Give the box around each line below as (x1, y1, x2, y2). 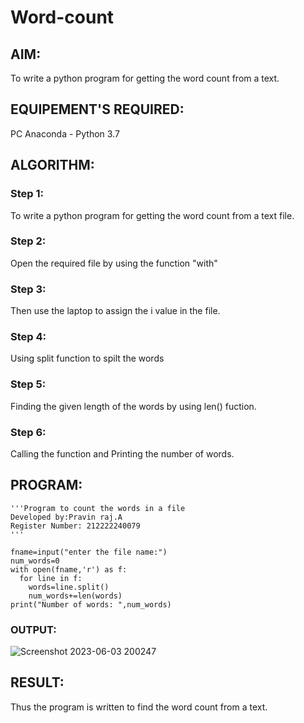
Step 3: (10, 282, 47, 296)
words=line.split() (28, 582, 110, 592)
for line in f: (19, 573, 83, 583)
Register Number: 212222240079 (10, 521, 141, 531)
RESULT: (10, 674, 65, 691)
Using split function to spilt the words (10, 352, 165, 365)
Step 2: (10, 234, 47, 248)
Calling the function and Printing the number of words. (10, 447, 235, 460)
